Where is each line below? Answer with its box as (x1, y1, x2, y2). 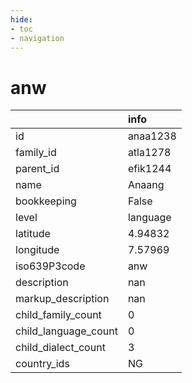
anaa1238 (127, 129, 177, 143)
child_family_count (15, 308, 102, 322)
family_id (15, 146, 57, 160)
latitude (15, 227, 51, 241)
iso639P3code (15, 259, 86, 273)
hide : (10, 14, 33, 25)
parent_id (15, 162, 60, 176)
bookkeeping (15, 194, 77, 208)
